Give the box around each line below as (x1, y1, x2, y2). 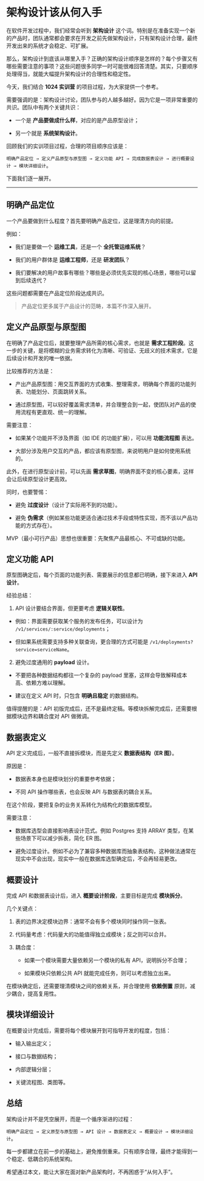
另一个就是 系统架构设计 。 (15, 129, 81, 137)
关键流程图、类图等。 (15, 1078, 69, 1086)
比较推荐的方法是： (6, 367, 55, 375)
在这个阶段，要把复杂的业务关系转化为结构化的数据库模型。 (6, 801, 155, 809)
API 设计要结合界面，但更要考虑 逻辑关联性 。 (15, 604, 129, 612)
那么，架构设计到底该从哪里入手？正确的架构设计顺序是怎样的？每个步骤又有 (6, 55, 198, 62)
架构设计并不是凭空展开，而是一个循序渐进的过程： (6, 1115, 134, 1123)
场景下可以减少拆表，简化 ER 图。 (20, 834, 105, 842)
